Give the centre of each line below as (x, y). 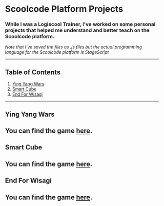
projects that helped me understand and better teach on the (77, 30)
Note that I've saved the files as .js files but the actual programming (73, 47)
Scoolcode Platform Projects (64, 9)
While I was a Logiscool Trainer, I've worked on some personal (80, 24)
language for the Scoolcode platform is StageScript (57, 52)
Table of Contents (33, 72)
